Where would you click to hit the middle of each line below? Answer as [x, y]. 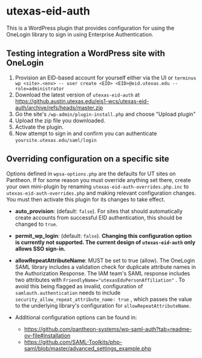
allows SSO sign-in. [40, 248]
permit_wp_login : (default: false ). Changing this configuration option [103, 235]
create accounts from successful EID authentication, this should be [99, 217]
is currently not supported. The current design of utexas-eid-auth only [105, 242]
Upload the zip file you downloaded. [60, 120]
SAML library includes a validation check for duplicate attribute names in [106, 267]
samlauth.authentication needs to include [68, 292]
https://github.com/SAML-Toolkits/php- [73, 342]
